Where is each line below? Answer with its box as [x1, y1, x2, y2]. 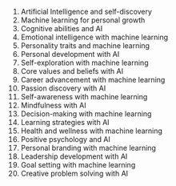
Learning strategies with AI [20, 118, 110, 127]
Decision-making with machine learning [20, 109, 152, 119]
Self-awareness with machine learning [20, 92, 148, 101]
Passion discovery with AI [20, 83, 106, 93]
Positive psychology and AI [20, 135, 110, 144]
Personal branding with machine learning [20, 144, 157, 152]
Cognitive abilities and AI [20, 24, 103, 33]
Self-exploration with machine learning [20, 58, 149, 67]
